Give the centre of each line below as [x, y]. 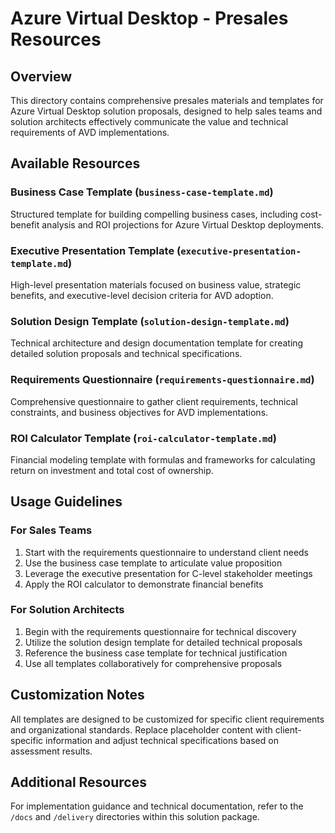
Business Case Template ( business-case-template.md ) [142, 192]
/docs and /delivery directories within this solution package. [135, 817]
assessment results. [51, 751]
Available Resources [75, 163]
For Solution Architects [67, 610]
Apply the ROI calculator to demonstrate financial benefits [144, 584]
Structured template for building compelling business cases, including [154, 214]
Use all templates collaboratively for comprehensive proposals [153, 663]
